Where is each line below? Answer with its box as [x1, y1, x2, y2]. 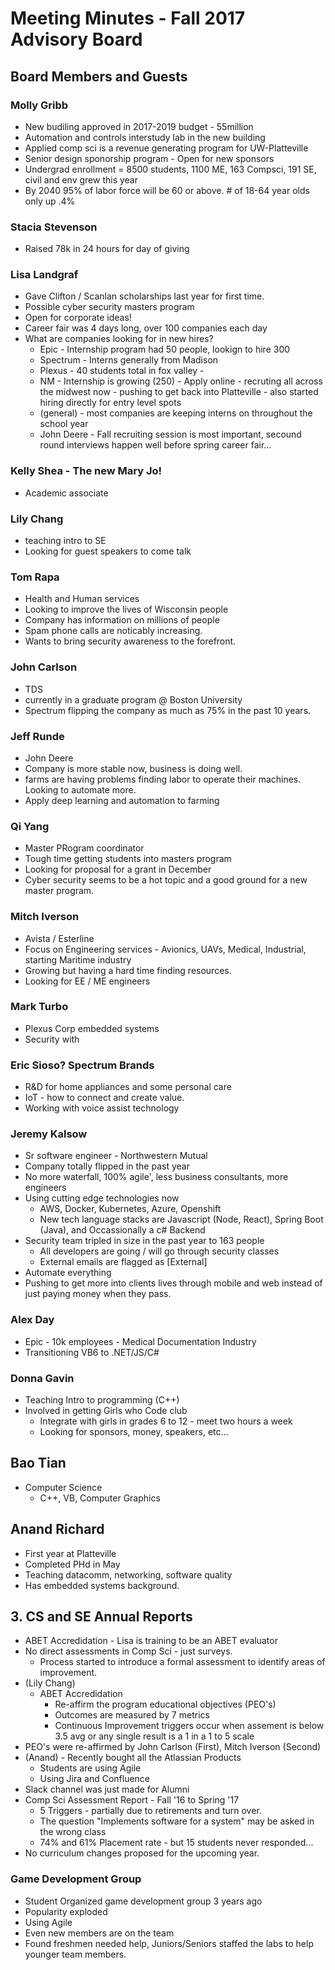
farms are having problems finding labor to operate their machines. [24, 773, 302, 785]
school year [39, 418, 89, 430]
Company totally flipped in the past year [24, 1160, 190, 1172]
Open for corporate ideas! [24, 312, 132, 324]
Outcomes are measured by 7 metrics [54, 1709, 210, 1721]
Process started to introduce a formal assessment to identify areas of [39, 1656, 326, 1668]
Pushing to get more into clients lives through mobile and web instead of [24, 1277, 323, 1289]
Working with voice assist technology [24, 1102, 180, 1114]
